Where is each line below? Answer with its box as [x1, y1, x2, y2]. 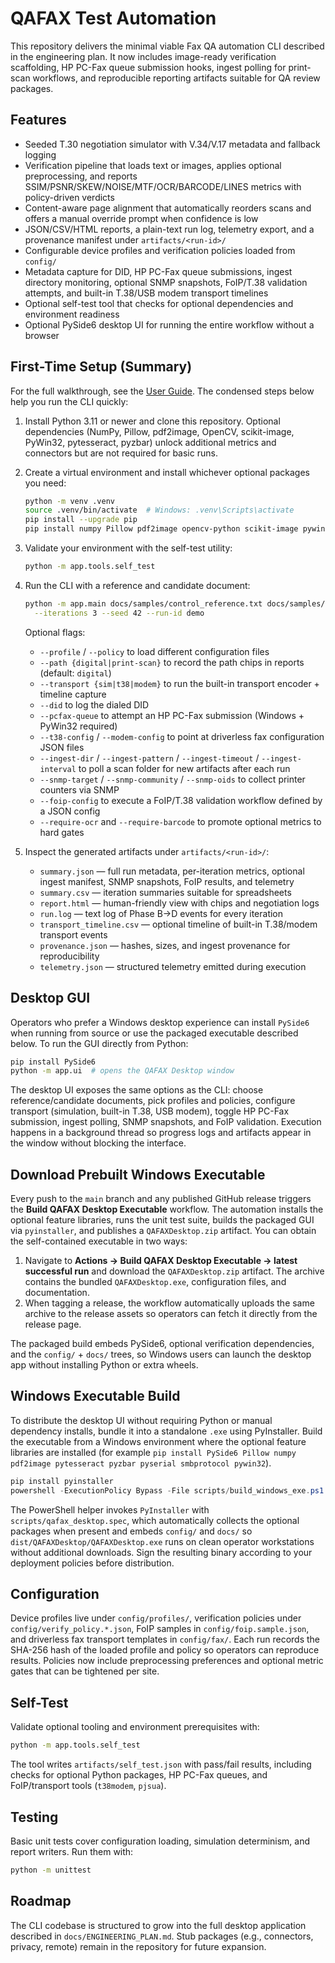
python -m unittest [10, 1865, 92, 1875]
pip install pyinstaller [10, 1476, 114, 1486]
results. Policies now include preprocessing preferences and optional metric [10, 1655, 324, 1667]
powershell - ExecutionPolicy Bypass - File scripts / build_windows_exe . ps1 [10, 1485, 325, 1496]
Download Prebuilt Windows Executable [10, 1166, 266, 1183]
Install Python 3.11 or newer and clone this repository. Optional [24, 415, 281, 427]
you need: [24, 477, 67, 489]
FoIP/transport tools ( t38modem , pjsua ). [10, 1780, 167, 1792]
